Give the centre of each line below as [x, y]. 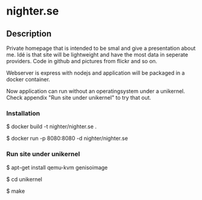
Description [29, 34]
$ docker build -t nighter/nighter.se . [52, 126]
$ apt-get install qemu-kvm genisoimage [57, 167]
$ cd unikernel [24, 179]
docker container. [28, 79]
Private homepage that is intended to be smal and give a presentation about [101, 48]
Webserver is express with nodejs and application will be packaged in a [96, 73]
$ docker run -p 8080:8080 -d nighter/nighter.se [67, 139]
